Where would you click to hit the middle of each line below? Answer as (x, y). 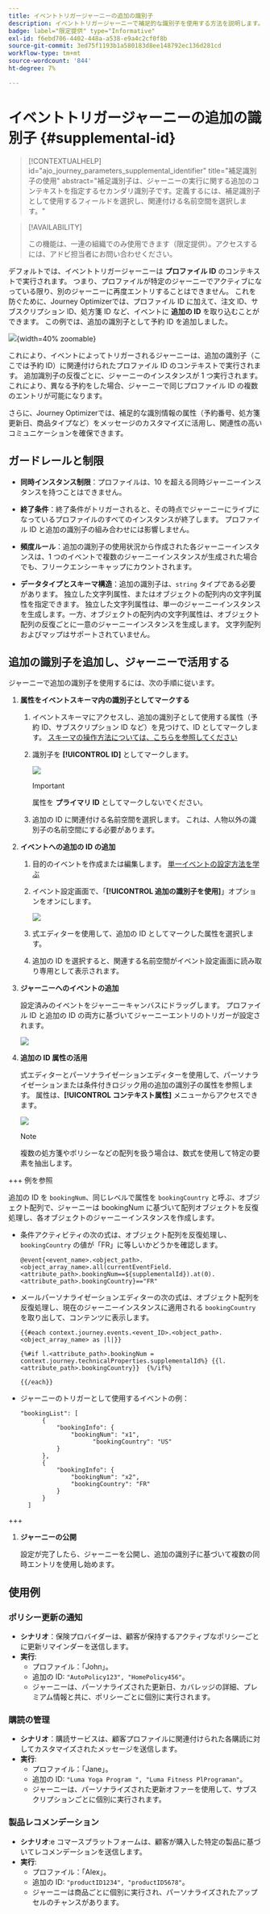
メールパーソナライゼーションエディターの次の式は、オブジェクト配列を (140, 1297)
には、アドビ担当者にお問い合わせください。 (102, 253)
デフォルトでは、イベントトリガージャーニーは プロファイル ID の (117, 270)
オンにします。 (71, 902)
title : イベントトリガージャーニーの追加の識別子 (81, 16)
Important (48, 786)
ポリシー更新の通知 (46, 1617)
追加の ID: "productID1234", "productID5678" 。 (110, 1882)
